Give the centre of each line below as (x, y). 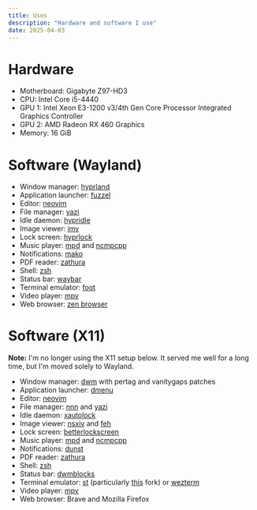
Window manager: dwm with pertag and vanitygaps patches (117, 382)
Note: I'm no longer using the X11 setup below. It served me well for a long (129, 358)
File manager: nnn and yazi (63, 407)
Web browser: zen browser (63, 304)
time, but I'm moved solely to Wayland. (71, 366)
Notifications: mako (51, 254)
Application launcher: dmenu (66, 390)
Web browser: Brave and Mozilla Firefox (84, 499)
